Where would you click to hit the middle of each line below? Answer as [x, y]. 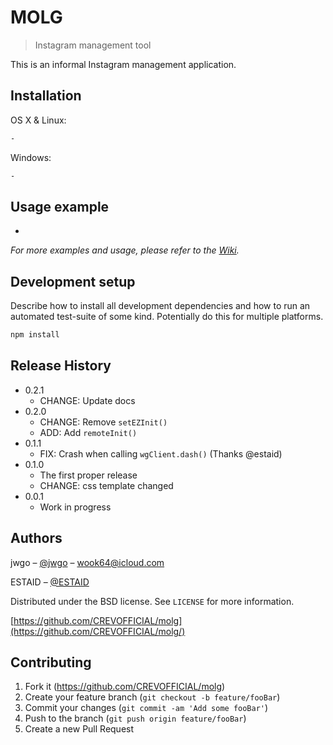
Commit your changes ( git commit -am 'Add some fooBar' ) [146, 708]
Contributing [51, 662]
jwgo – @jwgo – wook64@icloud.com [87, 562]
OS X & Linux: [38, 120]
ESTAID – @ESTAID [50, 582]
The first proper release [88, 475]
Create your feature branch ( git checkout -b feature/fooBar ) [152, 697]
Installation [46, 96]
